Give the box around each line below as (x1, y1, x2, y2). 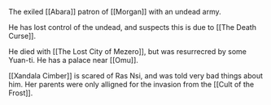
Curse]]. (8, 31, 37, 40)
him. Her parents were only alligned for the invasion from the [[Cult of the (8, 80, 255, 89)
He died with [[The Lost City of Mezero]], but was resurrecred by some (8, 47, 247, 56)
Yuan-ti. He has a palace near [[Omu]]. (8, 56, 138, 65)
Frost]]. (8, 88, 33, 98)
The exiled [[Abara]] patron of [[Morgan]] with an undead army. (8, 7, 221, 16)
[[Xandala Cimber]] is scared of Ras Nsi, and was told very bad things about (8, 71, 263, 80)
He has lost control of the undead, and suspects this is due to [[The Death (8, 23, 256, 31)
